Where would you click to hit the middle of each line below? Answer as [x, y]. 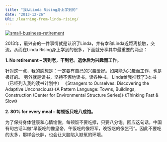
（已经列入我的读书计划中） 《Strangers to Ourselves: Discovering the [77, 83]
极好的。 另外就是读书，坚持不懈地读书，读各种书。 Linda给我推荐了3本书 [81, 77]
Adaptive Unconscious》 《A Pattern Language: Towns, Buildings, [70, 89]
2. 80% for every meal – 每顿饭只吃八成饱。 [50, 112]
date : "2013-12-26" [25, 14]
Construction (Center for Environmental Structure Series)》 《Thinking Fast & [82, 95]
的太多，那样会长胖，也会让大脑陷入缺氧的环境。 [55, 135]
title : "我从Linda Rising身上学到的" [42, 10]
